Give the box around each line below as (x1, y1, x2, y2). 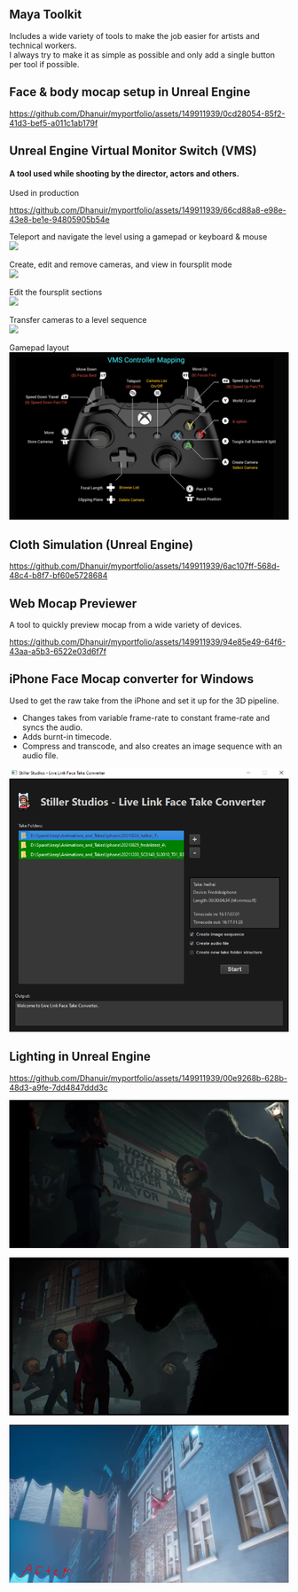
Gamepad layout (9, 342, 69, 353)
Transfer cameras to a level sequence (9, 315, 147, 325)
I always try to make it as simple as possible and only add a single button (9, 49, 276, 60)
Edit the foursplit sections (9, 287, 103, 298)
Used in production (9, 188, 80, 199)
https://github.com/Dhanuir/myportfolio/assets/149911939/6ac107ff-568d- (9, 561, 280, 571)
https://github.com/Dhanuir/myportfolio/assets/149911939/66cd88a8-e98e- (9, 205, 286, 216)
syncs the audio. (21, 722, 83, 733)
